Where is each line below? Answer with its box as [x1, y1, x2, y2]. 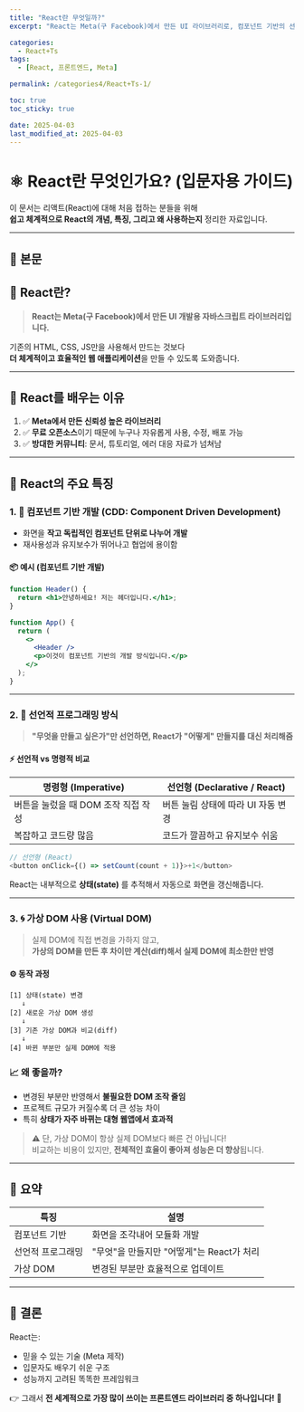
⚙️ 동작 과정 [9, 968, 50, 978]
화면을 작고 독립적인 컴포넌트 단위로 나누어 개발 [22, 528, 188, 539]
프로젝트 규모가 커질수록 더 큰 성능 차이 [22, 1102, 161, 1113]
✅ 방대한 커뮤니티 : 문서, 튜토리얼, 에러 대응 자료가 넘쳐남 [22, 438, 222, 449]
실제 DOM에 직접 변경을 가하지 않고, [31, 934, 160, 946]
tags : [9, 55, 30, 64]
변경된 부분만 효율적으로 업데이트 [91, 1262, 224, 1274]
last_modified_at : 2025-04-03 [9, 129, 124, 138]
